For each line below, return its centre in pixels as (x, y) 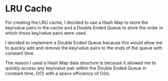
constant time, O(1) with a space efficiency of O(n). (58, 73)
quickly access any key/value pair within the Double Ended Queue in (76, 68)
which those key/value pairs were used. (46, 33)
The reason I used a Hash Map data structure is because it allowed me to (81, 63)
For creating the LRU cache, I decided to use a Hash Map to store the (77, 22)
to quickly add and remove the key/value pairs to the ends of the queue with (84, 48)
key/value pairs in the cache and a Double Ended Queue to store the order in (84, 27)
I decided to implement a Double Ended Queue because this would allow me (84, 42)
